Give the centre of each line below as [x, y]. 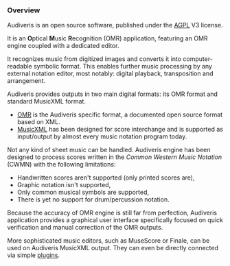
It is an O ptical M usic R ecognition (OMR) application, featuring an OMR [107, 38]
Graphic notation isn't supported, [64, 185]
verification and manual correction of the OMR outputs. [85, 228]
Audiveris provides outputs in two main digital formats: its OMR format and [113, 94]
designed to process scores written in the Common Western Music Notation [115, 157]
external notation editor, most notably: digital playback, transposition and [110, 73]
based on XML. [38, 122]
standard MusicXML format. [46, 101]
